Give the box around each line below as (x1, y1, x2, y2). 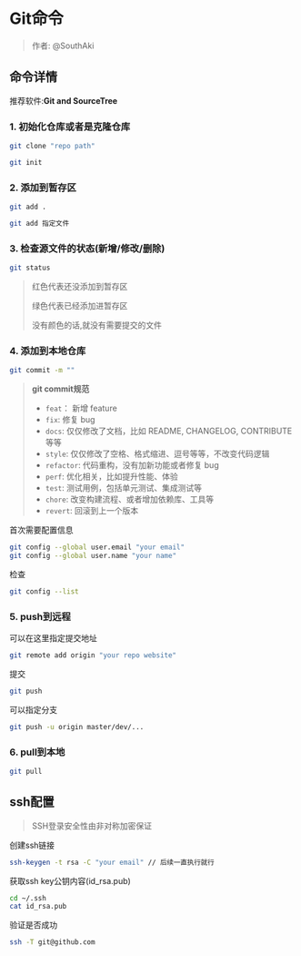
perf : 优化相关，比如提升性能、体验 (45, 471, 179, 483)
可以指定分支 (9, 704, 57, 715)
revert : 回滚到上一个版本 (45, 505, 139, 516)
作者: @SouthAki (31, 40, 95, 51)
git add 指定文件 (9, 219, 70, 228)
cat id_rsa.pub (9, 902, 67, 911)
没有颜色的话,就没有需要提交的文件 (31, 320, 162, 331)
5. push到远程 (9, 610, 71, 623)
